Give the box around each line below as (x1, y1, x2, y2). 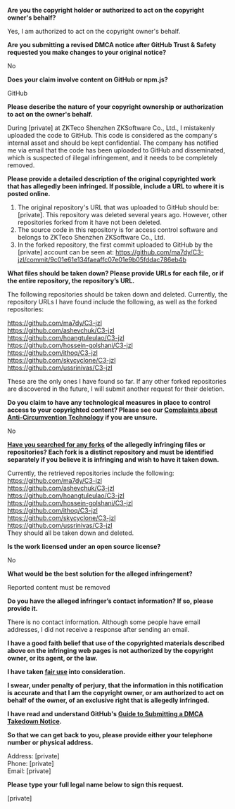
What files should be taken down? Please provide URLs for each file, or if (7, 269, 224, 277)
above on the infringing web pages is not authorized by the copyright (7, 647, 214, 654)
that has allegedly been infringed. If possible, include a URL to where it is (7, 182, 224, 190)
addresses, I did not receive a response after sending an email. (7, 626, 190, 633)
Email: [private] (7, 767, 51, 775)
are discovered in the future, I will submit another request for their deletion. (7, 384, 225, 393)
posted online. (7, 190, 51, 198)
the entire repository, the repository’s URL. (7, 277, 135, 285)
